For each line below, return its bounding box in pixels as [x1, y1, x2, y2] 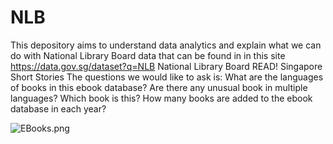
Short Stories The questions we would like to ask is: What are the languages [10, 71, 324, 83]
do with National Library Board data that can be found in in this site [10, 49, 286, 61]
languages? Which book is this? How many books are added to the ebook [10, 92, 313, 104]
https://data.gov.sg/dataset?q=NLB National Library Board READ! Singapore [10, 60, 323, 72]
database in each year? [10, 102, 107, 115]
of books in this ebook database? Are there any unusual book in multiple [10, 81, 308, 93]
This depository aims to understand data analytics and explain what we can [10, 39, 322, 51]
